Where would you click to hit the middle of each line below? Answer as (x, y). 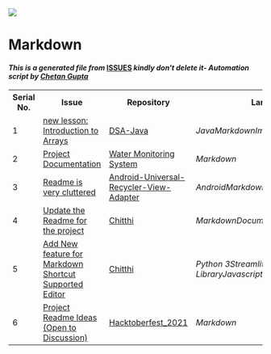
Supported (63, 284)
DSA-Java (129, 131)
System (123, 164)
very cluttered (70, 192)
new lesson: (66, 120)
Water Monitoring (142, 154)
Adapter (124, 197)
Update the (64, 211)
